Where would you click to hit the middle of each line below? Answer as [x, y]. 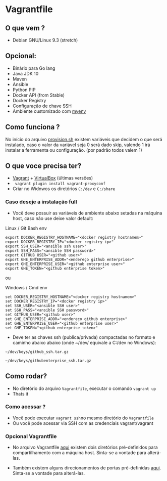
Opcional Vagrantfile [31, 436]
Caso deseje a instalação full [41, 202]
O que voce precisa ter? [43, 166]
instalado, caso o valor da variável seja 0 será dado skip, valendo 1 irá [78, 145]
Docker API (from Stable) [38, 95]
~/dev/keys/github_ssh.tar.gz [37, 352]
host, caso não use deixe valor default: [53, 218]
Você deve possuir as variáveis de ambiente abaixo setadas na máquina [87, 213]
